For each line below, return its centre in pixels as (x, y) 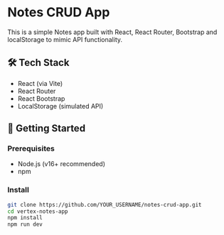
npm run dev (25, 224)
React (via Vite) (40, 83)
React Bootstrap (41, 98)
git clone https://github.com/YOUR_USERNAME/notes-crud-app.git (105, 204)
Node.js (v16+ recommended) (61, 164)
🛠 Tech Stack (38, 63)
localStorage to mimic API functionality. (65, 39)
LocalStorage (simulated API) (60, 106)
